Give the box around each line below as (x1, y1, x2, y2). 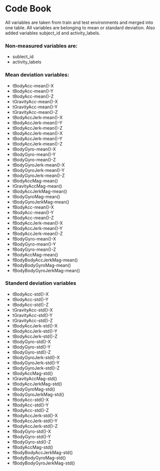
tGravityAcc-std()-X (12, 307, 53, 313)
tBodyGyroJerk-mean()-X (12, 162, 65, 168)
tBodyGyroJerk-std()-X (12, 354, 60, 360)
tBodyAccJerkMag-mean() (12, 188, 67, 194)
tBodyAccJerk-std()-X (12, 322, 58, 328)
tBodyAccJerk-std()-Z (12, 333, 58, 339)
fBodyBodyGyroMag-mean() (12, 262, 71, 268)
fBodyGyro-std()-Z (12, 439, 51, 445)
